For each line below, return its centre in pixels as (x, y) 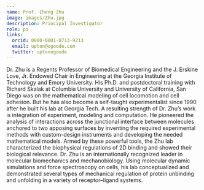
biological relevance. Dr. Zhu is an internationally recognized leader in (95, 154)
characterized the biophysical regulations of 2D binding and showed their (99, 147)
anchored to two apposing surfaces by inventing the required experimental (101, 128)
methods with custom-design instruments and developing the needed (95, 134)
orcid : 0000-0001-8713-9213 (48, 40)
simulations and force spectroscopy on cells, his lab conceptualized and (98, 167)
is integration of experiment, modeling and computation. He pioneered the (100, 115)
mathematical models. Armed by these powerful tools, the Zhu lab (90, 141)
